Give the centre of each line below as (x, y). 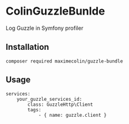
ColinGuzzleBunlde (55, 11)
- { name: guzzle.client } (72, 115)
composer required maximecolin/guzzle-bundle (64, 61)
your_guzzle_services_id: (50, 99)
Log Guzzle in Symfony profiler (44, 28)
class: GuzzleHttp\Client (61, 105)
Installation (27, 47)
